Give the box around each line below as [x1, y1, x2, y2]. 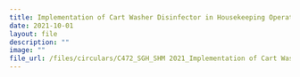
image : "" [9, 46, 46, 55]
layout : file [9, 29, 58, 38]
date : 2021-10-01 [9, 21, 74, 30]
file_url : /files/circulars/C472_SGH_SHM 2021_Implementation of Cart [9, 54, 278, 63]
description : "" [9, 37, 70, 47]
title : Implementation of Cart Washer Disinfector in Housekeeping [9, 12, 266, 22]
